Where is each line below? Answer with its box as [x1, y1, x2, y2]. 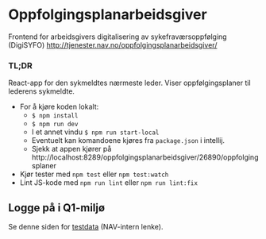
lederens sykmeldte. [8, 87, 75, 96]
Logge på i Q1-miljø [8, 201, 106, 214]
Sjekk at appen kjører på [31, 145, 112, 154]
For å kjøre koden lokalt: [19, 102, 99, 112]
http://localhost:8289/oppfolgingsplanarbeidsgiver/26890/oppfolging [31, 152, 259, 162]
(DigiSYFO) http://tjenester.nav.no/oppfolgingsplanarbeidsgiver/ [8, 40, 218, 49]
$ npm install [31, 112, 79, 120]
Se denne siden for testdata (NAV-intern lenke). [8, 222, 164, 232]
